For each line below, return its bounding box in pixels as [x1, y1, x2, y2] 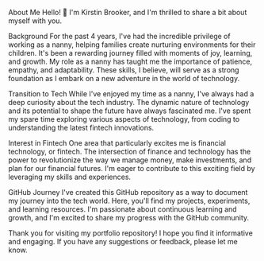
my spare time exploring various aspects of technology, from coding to [8, 115, 240, 123]
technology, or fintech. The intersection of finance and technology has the [8, 147, 251, 156]
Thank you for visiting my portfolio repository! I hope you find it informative [8, 228, 254, 238]
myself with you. [8, 16, 62, 25]
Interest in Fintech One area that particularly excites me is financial [8, 138, 226, 147]
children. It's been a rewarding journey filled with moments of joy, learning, [8, 49, 253, 57]
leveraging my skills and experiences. [8, 172, 132, 181]
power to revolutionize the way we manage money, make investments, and [8, 155, 252, 165]
